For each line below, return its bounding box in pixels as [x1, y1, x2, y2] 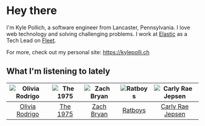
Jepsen [164, 110, 186, 118]
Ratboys [122, 106, 146, 114]
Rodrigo [16, 110, 40, 118]
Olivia [19, 102, 36, 110]
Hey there [6, 4, 57, 18]
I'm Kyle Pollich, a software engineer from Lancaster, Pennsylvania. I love [6, 24, 190, 31]
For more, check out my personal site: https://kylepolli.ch [6, 48, 150, 55]
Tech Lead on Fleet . [6, 37, 57, 44]
